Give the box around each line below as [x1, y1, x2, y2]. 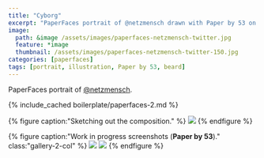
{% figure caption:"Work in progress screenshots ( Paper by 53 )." [8, 131, 221, 141]
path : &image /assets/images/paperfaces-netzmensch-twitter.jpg [15, 33, 232, 42]
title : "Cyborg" [8, 11, 62, 20]
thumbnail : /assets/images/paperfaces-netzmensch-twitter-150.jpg [15, 48, 239, 56]
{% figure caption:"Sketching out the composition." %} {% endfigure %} [8, 116, 253, 126]
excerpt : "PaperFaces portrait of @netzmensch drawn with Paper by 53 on [8, 19, 257, 27]
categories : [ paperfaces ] [8, 56, 93, 64]
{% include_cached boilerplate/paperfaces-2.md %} [8, 100, 179, 109]
